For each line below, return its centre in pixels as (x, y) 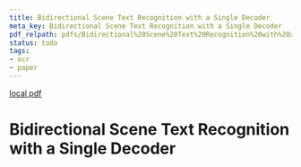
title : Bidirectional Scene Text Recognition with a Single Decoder (140, 18)
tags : (19, 51)
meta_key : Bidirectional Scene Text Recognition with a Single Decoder (146, 26)
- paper (24, 68)
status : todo (34, 43)
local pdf (26, 93)
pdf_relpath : (34, 34)
